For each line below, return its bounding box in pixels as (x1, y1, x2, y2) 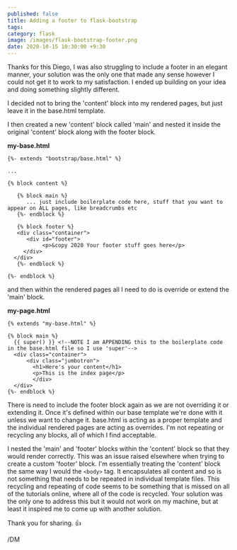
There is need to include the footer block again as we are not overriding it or (7, 401, 229, 409)
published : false (7, 10, 59, 18)
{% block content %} (7, 180, 69, 187)
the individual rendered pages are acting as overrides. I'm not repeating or (7, 423, 224, 432)
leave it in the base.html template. (7, 107, 106, 115)
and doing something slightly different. (7, 86, 120, 93)
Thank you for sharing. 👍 (7, 519, 81, 527)
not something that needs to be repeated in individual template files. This (7, 475, 221, 483)
